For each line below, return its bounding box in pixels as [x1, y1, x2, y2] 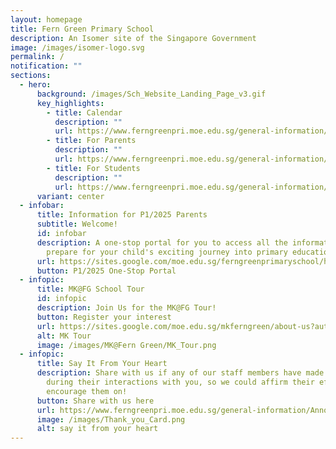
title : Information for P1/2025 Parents [36, 210, 208, 220]
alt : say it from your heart [36, 424, 159, 434]
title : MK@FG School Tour [36, 284, 145, 295]
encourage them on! [46, 386, 128, 396]
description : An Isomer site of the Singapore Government [10, 33, 257, 43]
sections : [10, 71, 52, 81]
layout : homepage [10, 14, 83, 25]
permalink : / [10, 52, 65, 62]
